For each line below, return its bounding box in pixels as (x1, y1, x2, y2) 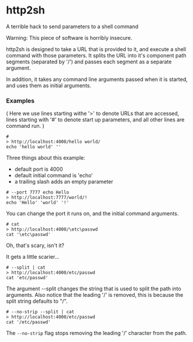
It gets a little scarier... (6, 253, 60, 260)
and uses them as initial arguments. (6, 82, 92, 89)
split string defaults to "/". (6, 297, 68, 305)
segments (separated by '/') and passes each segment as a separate (6, 58, 172, 65)
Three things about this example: (6, 154, 86, 161)
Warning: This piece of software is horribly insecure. (6, 34, 133, 41)
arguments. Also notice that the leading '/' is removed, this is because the (6, 292, 184, 299)
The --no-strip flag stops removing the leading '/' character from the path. (6, 330, 187, 337)
